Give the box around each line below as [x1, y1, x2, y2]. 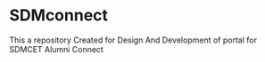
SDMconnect [9, 5, 109, 26]
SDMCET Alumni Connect [9, 43, 104, 54]
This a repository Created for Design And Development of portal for [9, 35, 257, 45]
